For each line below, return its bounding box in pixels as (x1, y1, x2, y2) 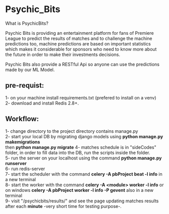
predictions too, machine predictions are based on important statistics (5, 40, 151, 46)
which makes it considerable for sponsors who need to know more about (5, 46, 157, 52)
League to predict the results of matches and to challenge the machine (5, 35, 152, 41)
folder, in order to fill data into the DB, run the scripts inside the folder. (5, 149, 150, 155)
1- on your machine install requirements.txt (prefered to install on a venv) (5, 94, 156, 100)
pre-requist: (5, 81, 44, 90)
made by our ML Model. (5, 67, 55, 73)
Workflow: (5, 115, 39, 123)
